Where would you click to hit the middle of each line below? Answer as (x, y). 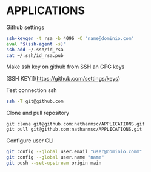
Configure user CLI (30, 141)
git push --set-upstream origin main (54, 163)
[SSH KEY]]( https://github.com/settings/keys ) (63, 79)
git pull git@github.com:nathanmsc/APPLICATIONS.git (74, 130)
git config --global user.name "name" (55, 157)
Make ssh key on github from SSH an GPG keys (65, 67)
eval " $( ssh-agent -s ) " (36, 44)
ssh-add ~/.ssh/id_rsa (35, 50)
